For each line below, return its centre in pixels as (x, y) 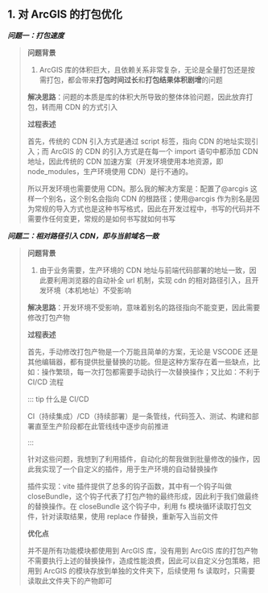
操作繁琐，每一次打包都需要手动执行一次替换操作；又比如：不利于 (151, 371)
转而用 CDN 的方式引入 (80, 106)
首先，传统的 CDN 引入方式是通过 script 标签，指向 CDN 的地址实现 (139, 141)
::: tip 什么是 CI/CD (58, 399)
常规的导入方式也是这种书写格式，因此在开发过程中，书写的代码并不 (147, 209)
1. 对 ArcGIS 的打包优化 (65, 15)
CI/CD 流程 (45, 382)
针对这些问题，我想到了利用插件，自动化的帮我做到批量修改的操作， (140, 458)
